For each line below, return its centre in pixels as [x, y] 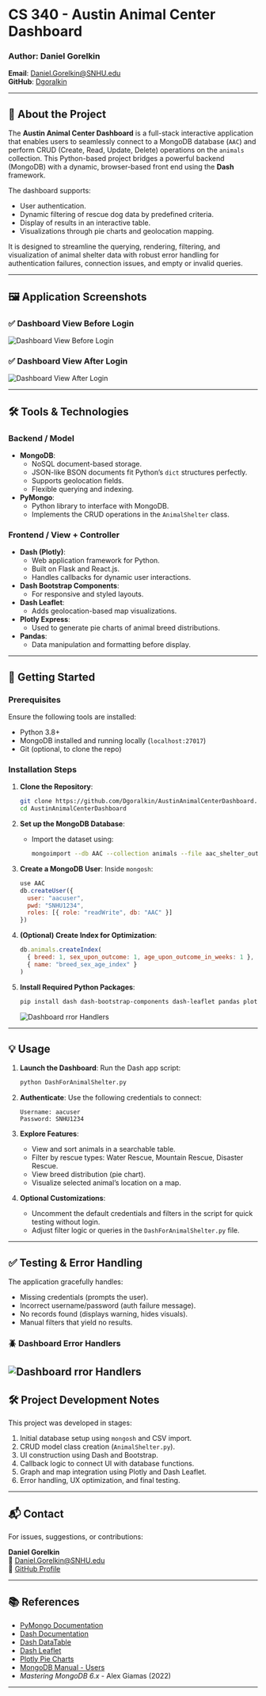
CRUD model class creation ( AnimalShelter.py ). [97, 1446]
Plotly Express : [45, 619]
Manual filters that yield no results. [76, 1322]
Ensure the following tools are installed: [72, 717]
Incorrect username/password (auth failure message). [108, 1305]
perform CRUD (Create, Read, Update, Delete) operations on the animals [126, 150]
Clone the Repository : [56, 787]
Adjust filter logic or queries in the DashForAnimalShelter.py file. [135, 1230]
